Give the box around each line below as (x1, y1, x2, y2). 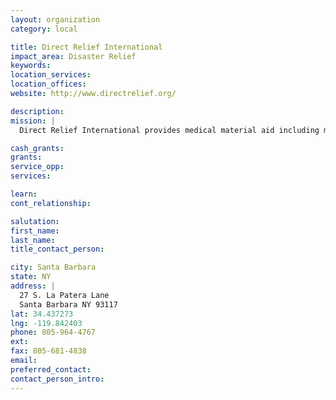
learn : (10, 189, 38, 199)
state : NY (10, 272, 52, 282)
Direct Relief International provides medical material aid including (19, 125, 320, 135)
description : (10, 106, 65, 116)
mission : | (10, 116, 56, 126)
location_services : (10, 70, 92, 80)
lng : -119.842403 (10, 318, 83, 328)
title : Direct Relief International (10, 42, 163, 52)
